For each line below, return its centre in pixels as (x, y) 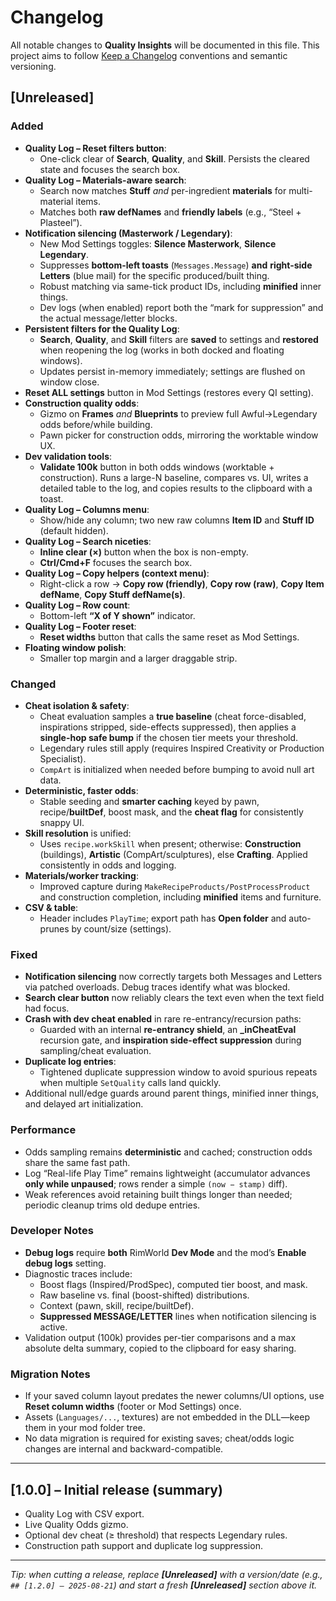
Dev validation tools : (68, 456)
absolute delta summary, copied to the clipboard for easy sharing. (160, 1348)
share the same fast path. (77, 1162)
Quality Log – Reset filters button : (95, 148)
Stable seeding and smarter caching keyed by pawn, (149, 801)
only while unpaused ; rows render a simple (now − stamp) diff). (156, 1183)
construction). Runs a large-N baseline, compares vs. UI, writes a (174, 477)
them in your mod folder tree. (85, 1428)
